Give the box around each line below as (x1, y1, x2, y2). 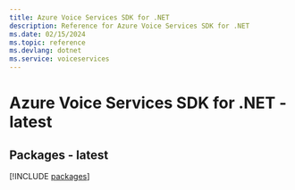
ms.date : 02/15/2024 (9, 29, 87, 38)
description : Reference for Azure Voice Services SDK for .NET (9, 21, 250, 30)
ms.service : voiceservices (9, 54, 110, 63)
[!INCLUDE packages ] (9, 171, 90, 181)
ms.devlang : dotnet (9, 46, 82, 55)
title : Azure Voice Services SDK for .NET (9, 12, 170, 22)
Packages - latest (9, 147, 109, 162)
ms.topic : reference (9, 37, 87, 47)
